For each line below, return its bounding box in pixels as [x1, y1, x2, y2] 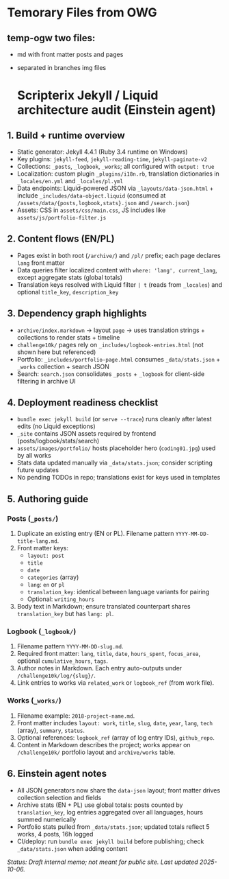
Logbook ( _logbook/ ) [7, 626, 77, 636]
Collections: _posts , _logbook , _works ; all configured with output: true [16, 163, 215, 170]
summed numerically [16, 815, 77, 823]
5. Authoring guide [7, 493, 89, 505]
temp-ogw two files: [7, 32, 96, 44]
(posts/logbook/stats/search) [16, 437, 100, 445]
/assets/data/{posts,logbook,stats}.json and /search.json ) [16, 199, 190, 207]
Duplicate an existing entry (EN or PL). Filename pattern [16, 530, 174, 538]
